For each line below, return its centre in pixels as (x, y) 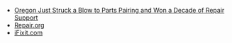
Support (26, 18)
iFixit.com (28, 32)
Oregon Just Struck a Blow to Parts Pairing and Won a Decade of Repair (119, 10)
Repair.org (29, 25)
